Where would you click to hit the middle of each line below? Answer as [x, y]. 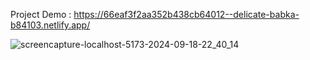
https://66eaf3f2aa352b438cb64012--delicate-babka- [186, 14]
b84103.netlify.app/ [50, 25]
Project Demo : [41, 14]
